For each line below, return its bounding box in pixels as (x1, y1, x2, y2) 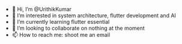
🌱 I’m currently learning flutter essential (11, 18, 110, 25)
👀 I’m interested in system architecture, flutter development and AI (11, 12, 176, 19)
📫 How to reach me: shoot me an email (11, 32, 110, 38)
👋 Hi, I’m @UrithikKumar (11, 6, 72, 12)
